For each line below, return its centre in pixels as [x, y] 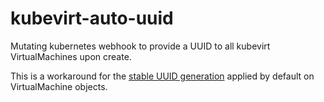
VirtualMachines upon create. [71, 56]
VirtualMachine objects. [59, 86]
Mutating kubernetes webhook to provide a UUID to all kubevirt [140, 46]
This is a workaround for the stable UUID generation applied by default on [162, 76]
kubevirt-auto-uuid [92, 18]
